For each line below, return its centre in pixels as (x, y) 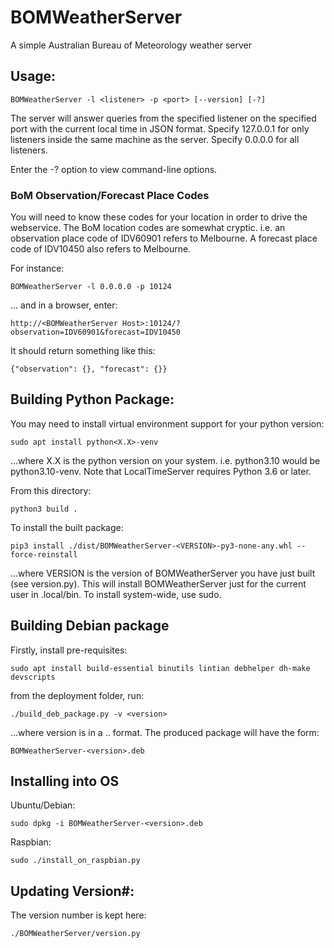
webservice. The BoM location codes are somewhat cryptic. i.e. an (148, 228)
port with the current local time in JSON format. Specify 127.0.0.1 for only (160, 128)
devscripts (33, 677)
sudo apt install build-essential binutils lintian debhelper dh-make (160, 668)
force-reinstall (44, 554)
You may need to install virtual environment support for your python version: (167, 423)
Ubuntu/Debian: (43, 805)
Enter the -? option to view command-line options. (114, 169)
